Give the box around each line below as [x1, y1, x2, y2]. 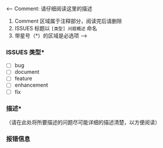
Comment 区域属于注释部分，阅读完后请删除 [14, 18, 122, 25]
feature [14, 75, 32, 82]
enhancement [14, 81, 49, 89]
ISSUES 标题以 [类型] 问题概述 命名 [14, 25, 97, 32]
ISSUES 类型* [6, 48, 45, 56]
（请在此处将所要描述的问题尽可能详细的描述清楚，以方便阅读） [6, 119, 160, 126]
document [14, 68, 40, 75]
